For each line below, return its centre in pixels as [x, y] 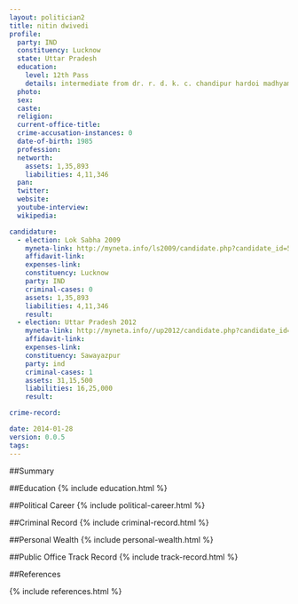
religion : [35, 116]
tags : [19, 445]
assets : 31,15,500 [59, 380]
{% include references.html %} [66, 591]
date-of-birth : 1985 [55, 141]
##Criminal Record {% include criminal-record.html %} [110, 522]
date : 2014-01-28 [41, 429]
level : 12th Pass [57, 75]
